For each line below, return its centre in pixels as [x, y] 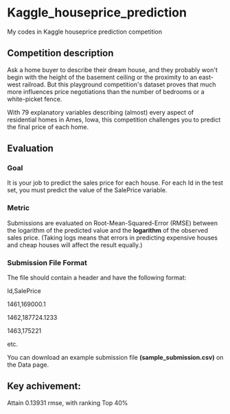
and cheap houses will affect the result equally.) [75, 244]
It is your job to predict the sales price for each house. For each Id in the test [115, 183]
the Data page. [28, 365]
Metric [18, 208]
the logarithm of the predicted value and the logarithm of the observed [107, 230]
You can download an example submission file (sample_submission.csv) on [115, 358]
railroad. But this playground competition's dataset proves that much [119, 84]
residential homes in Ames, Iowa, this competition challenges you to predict [114, 119]
